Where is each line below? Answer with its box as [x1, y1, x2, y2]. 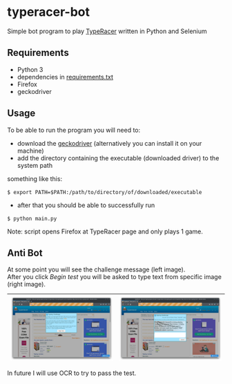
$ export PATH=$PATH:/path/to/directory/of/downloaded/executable [7, 189, 202, 195]
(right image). [7, 280, 46, 289]
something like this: [7, 174, 63, 183]
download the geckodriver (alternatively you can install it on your [17, 139, 202, 147]
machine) [17, 146, 44, 155]
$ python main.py [7, 215, 57, 222]
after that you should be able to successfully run [17, 201, 155, 209]
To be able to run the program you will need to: [7, 126, 141, 134]
